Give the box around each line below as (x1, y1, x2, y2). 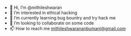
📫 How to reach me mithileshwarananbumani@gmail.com (9, 26, 126, 31)
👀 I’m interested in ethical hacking (9, 10, 78, 16)
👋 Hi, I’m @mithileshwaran (9, 5, 62, 10)
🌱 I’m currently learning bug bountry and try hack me (9, 15, 116, 20)
